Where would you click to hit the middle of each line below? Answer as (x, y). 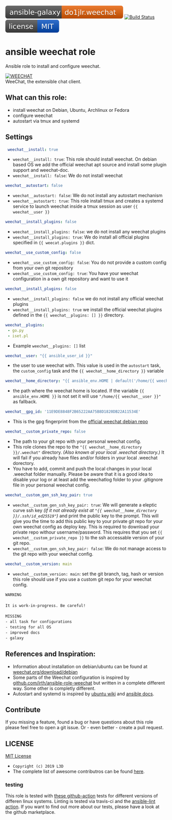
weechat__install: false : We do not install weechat (68, 175)
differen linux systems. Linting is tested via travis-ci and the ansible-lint (80, 802)
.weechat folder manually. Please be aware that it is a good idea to (83, 474)
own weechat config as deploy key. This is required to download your (86, 526)
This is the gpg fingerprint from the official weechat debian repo (80, 422)
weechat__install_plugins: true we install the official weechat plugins (87, 309)
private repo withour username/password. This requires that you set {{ (88, 532)
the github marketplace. (30, 812)
